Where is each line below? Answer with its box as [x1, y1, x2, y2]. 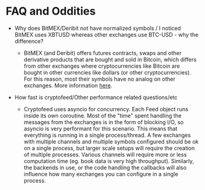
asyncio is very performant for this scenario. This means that [23, 125, 178, 132]
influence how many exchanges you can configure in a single [23, 170, 179, 178]
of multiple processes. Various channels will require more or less [23, 151, 187, 158]
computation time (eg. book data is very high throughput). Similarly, [23, 157, 194, 164]
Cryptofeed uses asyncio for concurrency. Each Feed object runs [23, 105, 188, 112]
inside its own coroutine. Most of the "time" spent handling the [23, 112, 182, 119]
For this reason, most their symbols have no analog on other [23, 75, 176, 82]
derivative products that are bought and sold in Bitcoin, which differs [23, 56, 197, 63]
